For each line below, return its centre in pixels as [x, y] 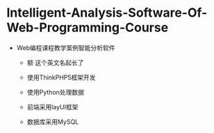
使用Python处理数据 [56, 92]
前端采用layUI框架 [52, 107]
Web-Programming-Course [88, 28]
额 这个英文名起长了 [55, 62]
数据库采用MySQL [53, 122]
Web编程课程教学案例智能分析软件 [66, 47]
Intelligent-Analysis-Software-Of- [107, 13]
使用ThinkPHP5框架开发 [61, 77]
